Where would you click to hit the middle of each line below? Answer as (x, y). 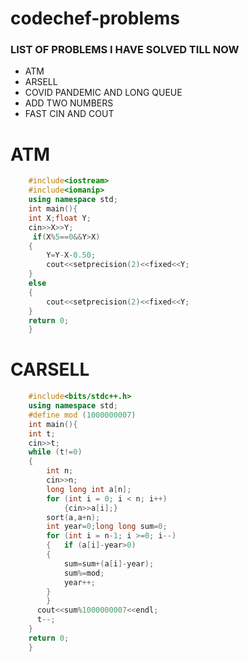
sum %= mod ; (84, 573)
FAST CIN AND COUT (69, 114)
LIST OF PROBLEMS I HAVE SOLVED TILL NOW (125, 50)
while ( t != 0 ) (55, 452)
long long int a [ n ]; (89, 489)
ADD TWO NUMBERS (69, 103)
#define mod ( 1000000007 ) (82, 415)
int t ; (42, 433)
